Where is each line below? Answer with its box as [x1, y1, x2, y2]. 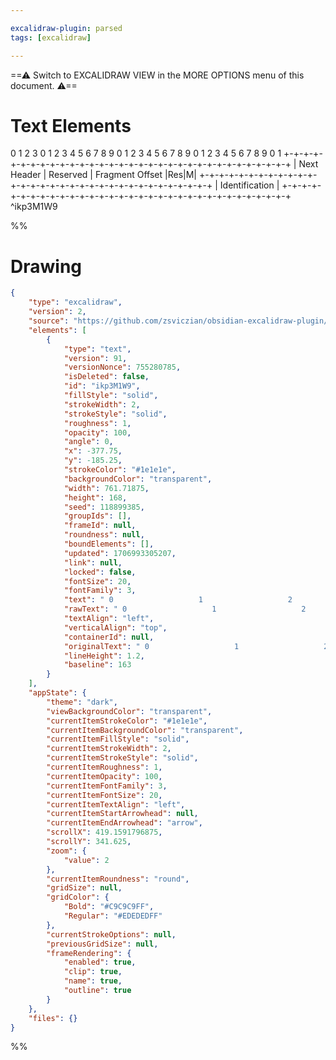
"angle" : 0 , [63, 437, 114, 447]
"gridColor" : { [46, 892, 110, 903]
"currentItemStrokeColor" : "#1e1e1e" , [46, 716, 208, 726]
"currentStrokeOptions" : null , [46, 929, 177, 940]
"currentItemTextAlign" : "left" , [46, 799, 186, 810]
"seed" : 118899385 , [63, 502, 145, 512]
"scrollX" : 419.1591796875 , [46, 827, 163, 838]
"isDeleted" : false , [63, 372, 150, 382]
